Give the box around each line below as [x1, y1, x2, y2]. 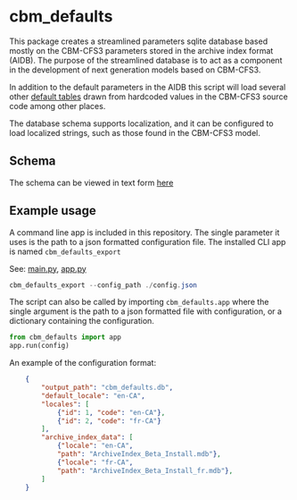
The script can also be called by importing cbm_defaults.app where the [9, 297, 269, 308]
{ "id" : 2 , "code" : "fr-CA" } [56, 416, 162, 426]
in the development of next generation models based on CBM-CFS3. [9, 64, 261, 75]
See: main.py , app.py [9, 263, 87, 274]
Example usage [9, 203, 96, 218]
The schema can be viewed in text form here [9, 177, 174, 188]
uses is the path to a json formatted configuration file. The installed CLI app [9, 236, 286, 247]
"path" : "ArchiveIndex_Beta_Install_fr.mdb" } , [56, 466, 234, 475]
